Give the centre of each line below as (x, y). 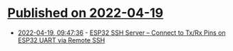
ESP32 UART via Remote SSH (61, 40)
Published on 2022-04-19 (86, 13)
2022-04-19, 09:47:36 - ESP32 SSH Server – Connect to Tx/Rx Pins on (121, 33)
